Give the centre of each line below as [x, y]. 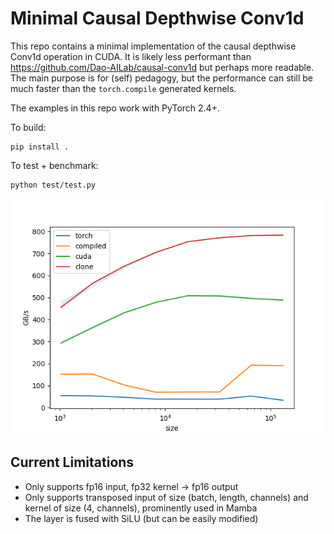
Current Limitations [72, 462]
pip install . [40, 147]
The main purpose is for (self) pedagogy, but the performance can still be [161, 78]
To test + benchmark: [54, 165]
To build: [28, 127]
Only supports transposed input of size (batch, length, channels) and [166, 497]
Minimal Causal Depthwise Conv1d [157, 18]
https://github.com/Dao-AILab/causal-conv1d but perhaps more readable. [162, 67]
